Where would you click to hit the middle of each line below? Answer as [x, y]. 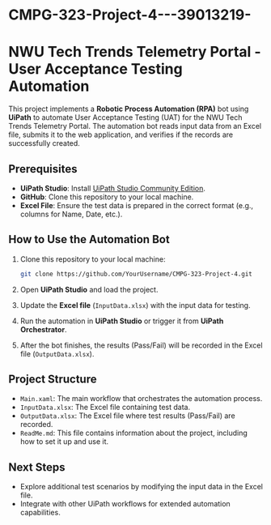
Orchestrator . [43, 329]
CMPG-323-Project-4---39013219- [130, 15]
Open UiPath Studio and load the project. [89, 289]
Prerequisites [43, 169]
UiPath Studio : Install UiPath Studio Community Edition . [113, 188]
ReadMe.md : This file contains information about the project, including [134, 433]
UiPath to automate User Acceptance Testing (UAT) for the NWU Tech [125, 117]
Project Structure [53, 380]
